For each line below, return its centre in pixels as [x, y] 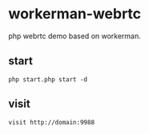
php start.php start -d [48, 79]
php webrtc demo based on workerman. [75, 36]
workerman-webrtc [75, 14]
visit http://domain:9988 [51, 122]
